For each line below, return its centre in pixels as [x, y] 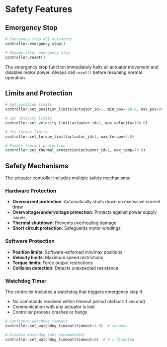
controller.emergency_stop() [35, 43]
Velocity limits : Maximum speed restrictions [58, 257]
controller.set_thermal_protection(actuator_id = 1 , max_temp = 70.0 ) [75, 150]
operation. [16, 77]
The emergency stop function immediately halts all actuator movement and [82, 67]
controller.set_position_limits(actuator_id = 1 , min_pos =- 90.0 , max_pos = [82, 109]
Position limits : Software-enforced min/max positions [67, 252]
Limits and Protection [39, 93]
